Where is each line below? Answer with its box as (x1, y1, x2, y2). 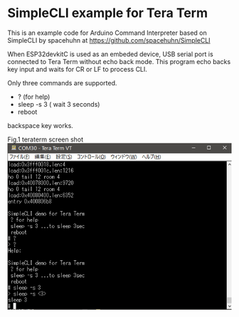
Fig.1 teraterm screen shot (7, 135, 84, 144)
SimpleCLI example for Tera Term (7, 5, 208, 21)
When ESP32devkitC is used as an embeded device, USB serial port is (7, 50, 213, 58)
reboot (17, 107, 38, 116)
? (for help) (17, 92, 51, 101)
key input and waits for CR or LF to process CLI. (7, 65, 148, 73)
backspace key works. (7, 121, 73, 129)
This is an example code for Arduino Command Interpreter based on (7, 28, 208, 37)
